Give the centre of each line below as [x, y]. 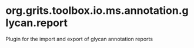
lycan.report [37, 23]
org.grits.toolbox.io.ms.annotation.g [97, 11]
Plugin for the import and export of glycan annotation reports [79, 39]
